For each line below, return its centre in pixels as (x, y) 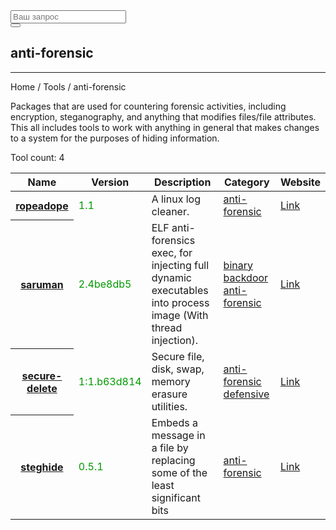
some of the (179, 472)
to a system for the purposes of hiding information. (115, 138)
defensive (246, 394)
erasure (169, 394)
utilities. (169, 406)
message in (178, 435)
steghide (42, 467)
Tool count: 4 (37, 157)
